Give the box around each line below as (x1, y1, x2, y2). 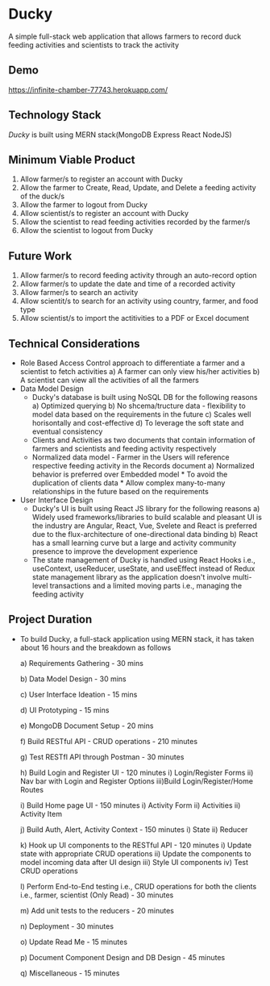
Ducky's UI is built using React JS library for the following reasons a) (31, 504, 260, 513)
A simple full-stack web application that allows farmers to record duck (8, 31, 242, 41)
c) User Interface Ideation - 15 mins (19, 689, 138, 699)
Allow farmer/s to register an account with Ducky (19, 174, 183, 184)
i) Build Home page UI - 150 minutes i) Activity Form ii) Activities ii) (19, 800, 241, 810)
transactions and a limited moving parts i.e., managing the (49, 581, 243, 590)
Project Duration (8, 613, 93, 626)
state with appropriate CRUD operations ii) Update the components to (19, 848, 251, 859)
